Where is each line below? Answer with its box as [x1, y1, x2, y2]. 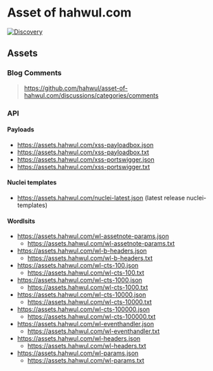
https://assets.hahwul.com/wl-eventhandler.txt [27, 327, 160, 335]
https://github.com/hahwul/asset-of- [23, 84, 128, 92]
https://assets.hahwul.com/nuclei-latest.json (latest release [16, 193, 186, 202]
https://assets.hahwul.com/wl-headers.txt [27, 342, 146, 350]
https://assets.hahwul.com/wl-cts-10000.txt [27, 298, 153, 306]
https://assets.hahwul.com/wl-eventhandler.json [16, 320, 155, 328]
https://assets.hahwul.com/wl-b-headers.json [16, 246, 147, 255]
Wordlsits [7, 217, 36, 225]
